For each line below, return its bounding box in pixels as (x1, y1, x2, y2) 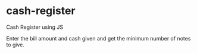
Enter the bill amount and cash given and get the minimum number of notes (6, 35, 191, 42)
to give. (6, 41, 25, 48)
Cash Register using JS (6, 23, 64, 31)
